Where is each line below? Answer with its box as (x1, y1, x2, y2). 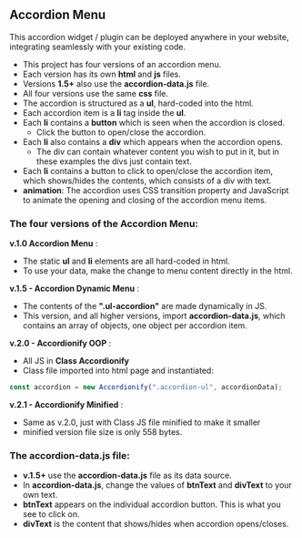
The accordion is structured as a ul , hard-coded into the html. (22, 98, 255, 109)
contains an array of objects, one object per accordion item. (22, 320, 247, 331)
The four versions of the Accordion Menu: (9, 217, 198, 230)
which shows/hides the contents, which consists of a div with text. (22, 175, 272, 186)
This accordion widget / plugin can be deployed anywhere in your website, (9, 31, 289, 42)
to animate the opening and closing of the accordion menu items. (22, 194, 267, 205)
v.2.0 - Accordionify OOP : (9, 337, 112, 349)
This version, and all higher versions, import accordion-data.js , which (22, 310, 286, 322)
